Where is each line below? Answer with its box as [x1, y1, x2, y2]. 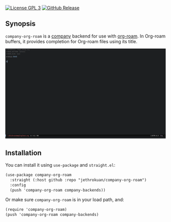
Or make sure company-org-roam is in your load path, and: [5, 197, 125, 203]
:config [10, 183, 26, 188]
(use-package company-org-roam [5, 173, 72, 178]
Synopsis [5, 19, 36, 28]
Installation [5, 148, 42, 157]
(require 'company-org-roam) [5, 207, 67, 212]
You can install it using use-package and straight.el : [5, 162, 116, 168]
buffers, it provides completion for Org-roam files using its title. [5, 38, 137, 44]
